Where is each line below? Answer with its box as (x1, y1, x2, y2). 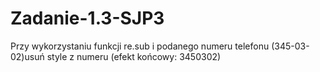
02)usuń (10, 50, 45, 62)
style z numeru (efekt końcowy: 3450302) (46, 50, 222, 62)
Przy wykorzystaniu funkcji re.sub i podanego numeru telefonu (10, 40, 270, 52)
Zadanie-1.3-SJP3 (10, 7, 165, 30)
